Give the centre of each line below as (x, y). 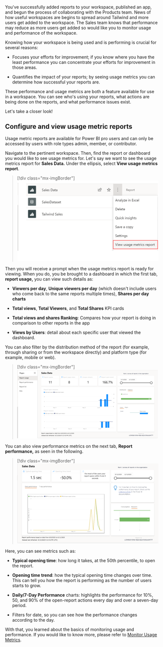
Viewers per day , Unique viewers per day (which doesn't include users (84, 289)
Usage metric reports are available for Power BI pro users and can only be (79, 138)
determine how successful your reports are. (56, 82)
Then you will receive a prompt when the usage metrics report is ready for (80, 269)
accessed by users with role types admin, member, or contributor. (71, 143)
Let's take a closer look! (29, 111)
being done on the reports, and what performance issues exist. (68, 102)
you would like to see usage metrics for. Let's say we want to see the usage (81, 158)
